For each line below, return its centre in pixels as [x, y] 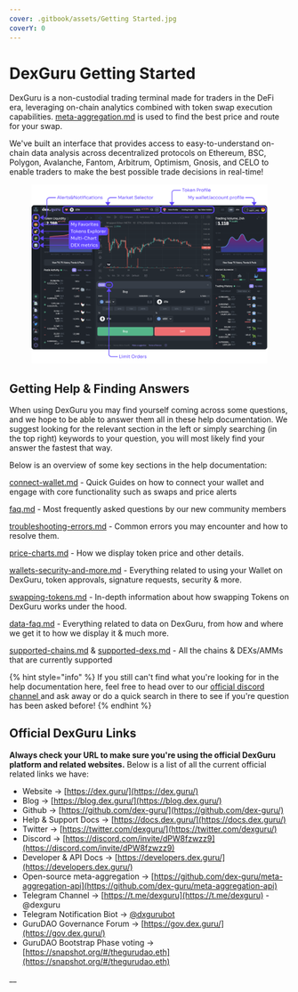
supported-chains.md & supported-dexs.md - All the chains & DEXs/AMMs [146, 650]
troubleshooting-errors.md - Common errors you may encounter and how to [149, 526]
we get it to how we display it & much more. [89, 633]
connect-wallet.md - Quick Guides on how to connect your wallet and [137, 482]
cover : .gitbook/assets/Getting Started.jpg [93, 19]
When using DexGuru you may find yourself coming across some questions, [149, 410]
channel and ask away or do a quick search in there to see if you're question [149, 695]
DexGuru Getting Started [102, 73]
